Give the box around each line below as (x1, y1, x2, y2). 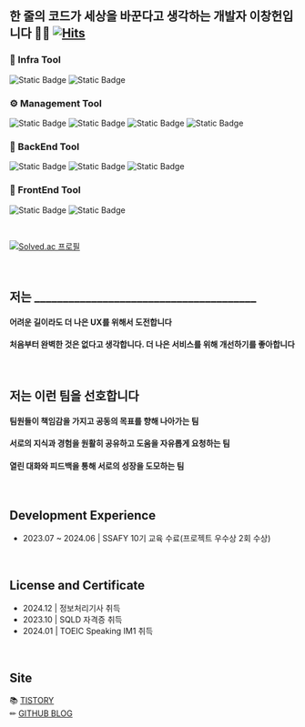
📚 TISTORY (9, 694, 55, 705)
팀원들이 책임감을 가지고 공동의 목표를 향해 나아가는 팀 (9, 415, 199, 426)
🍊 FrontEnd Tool (9, 184, 81, 197)
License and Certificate (9, 577, 146, 593)
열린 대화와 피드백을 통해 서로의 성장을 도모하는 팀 (9, 460, 185, 471)
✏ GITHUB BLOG (9, 708, 73, 719)
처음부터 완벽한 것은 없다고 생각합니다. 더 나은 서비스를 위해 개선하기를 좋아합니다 (9, 339, 296, 350)
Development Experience (9, 508, 157, 523)
